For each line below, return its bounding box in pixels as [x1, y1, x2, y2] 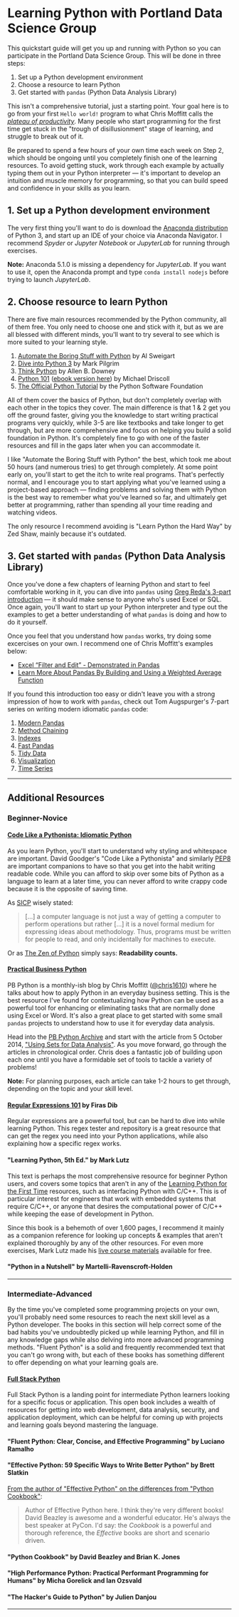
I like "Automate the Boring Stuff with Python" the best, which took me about [7, 455, 232, 463]
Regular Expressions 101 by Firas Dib [7, 1100, 118, 1109]
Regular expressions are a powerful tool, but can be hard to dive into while [7, 1117, 225, 1125]
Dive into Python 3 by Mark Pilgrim [17, 359, 119, 367]
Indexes [17, 734, 41, 743]
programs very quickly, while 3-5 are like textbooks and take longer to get [7, 418, 224, 427]
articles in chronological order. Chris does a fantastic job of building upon [7, 1048, 223, 1057]
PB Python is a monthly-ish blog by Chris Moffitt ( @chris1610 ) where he [7, 981, 217, 990]
